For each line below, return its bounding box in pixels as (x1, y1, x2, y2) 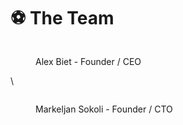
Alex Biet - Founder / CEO (35, 55, 142, 67)
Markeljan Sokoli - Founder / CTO (35, 103, 173, 115)
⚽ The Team (10, 7, 115, 30)
